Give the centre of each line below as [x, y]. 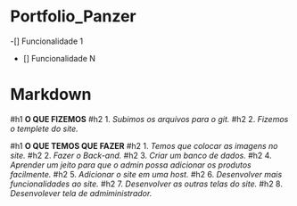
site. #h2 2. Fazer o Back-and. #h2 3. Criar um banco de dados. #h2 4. [141, 155]
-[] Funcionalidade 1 [47, 41]
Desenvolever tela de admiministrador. [81, 193]
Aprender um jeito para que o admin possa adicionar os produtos [131, 165]
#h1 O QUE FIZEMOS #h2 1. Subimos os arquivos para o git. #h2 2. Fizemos [149, 119]
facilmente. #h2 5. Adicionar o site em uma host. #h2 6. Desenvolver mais [146, 174]
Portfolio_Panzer [73, 16]
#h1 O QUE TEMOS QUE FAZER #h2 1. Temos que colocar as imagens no [144, 145]
